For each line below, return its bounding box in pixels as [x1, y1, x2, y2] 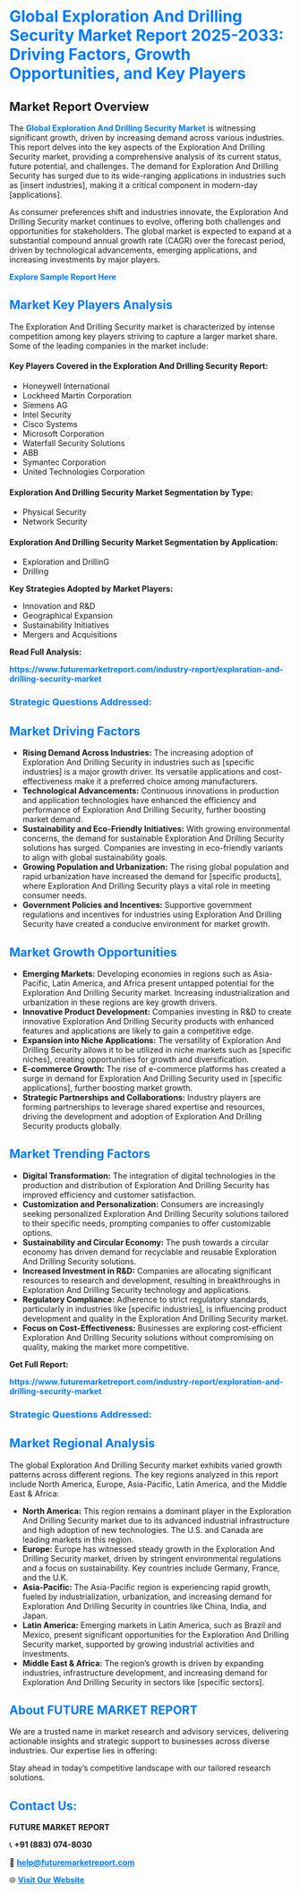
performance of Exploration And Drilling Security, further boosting [21, 804, 267, 816]
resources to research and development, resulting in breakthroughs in [21, 1274, 280, 1286]
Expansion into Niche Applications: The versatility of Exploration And [21, 1034, 282, 1045]
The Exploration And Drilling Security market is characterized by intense [9, 321, 276, 332]
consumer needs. [21, 890, 88, 901]
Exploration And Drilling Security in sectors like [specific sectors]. [21, 1676, 265, 1687]
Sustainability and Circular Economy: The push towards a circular [21, 1237, 270, 1247]
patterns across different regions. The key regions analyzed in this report [9, 1469, 279, 1479]
